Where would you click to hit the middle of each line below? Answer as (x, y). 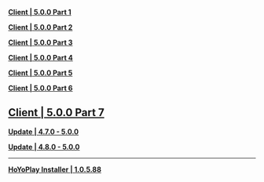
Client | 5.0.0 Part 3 (40, 42)
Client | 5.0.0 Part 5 (40, 73)
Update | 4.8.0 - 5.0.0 (44, 147)
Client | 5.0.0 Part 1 (40, 12)
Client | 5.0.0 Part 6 (40, 88)
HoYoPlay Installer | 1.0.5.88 (55, 169)
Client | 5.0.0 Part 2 (40, 27)
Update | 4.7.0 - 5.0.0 (44, 131)
